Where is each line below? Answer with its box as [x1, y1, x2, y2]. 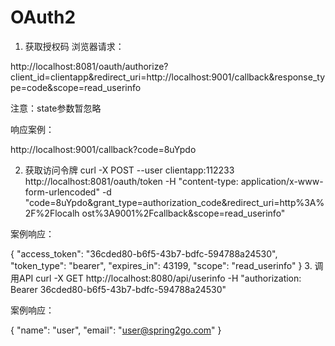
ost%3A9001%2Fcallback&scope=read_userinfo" [81, 207, 286, 219]
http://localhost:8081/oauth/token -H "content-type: [24, 175, 239, 187]
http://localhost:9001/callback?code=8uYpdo [10, 143, 197, 155]
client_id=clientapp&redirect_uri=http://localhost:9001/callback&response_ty [10, 71, 326, 83]
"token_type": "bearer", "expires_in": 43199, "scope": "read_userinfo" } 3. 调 [10, 259, 324, 271]
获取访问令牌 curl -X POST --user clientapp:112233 [24, 164, 235, 176]
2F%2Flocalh [24, 207, 80, 219]
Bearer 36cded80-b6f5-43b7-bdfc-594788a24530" [10, 283, 227, 295]
